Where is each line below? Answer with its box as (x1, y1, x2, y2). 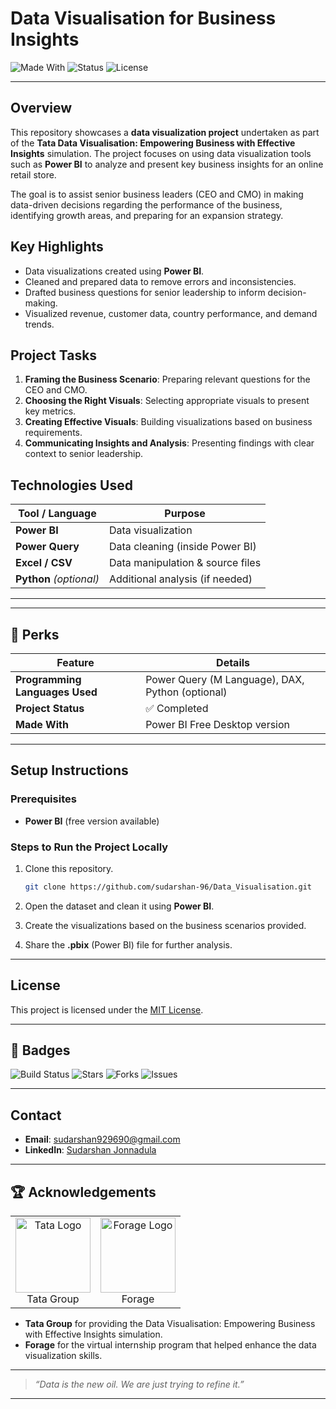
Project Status (15, 702, 85, 715)
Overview (10, 100, 73, 117)
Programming (15, 673, 82, 686)
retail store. (10, 168, 57, 181)
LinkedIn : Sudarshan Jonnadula (24, 1144, 157, 1156)
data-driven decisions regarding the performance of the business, (10, 198, 283, 211)
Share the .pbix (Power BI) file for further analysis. (24, 938, 233, 951)
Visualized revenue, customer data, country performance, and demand (24, 307, 318, 319)
